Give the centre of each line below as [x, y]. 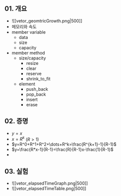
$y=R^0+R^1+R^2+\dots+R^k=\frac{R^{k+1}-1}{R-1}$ [64, 144]
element [27, 84]
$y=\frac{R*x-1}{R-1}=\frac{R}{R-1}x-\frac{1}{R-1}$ [62, 150]
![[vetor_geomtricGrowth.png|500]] [47, 20]
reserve [34, 73]
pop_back [36, 94]
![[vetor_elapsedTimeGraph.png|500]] [50, 183]
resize [32, 63]
